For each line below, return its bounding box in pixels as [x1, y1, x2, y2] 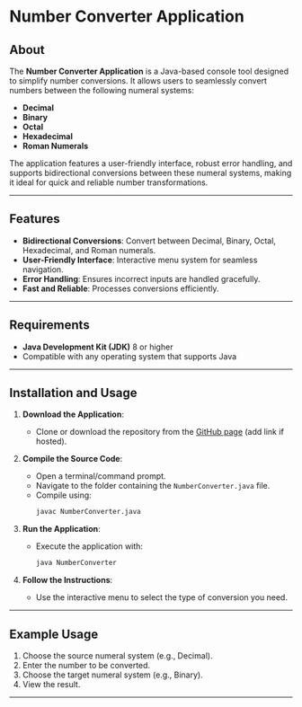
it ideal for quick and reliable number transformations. [9, 177, 209, 188]
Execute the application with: [35, 541, 144, 552]
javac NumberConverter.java [35, 508, 141, 517]
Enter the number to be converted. [22, 660, 151, 670]
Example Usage [9, 626, 99, 641]
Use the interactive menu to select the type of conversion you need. [35, 592, 288, 603]
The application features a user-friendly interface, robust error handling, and [9, 158, 293, 168]
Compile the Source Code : [22, 454, 123, 464]
